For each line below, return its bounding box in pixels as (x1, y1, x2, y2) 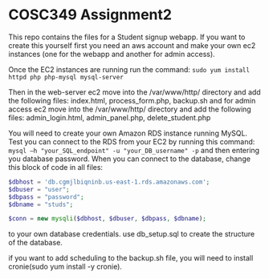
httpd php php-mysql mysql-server (8, 73, 124, 81)
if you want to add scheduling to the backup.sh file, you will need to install (8, 253, 254, 263)
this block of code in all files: (8, 162, 103, 172)
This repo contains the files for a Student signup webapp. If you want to (8, 32, 246, 42)
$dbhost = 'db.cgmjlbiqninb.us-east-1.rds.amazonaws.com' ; (8, 178, 210, 186)
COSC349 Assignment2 (8, 6, 173, 24)
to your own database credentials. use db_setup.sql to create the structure (8, 229, 255, 239)
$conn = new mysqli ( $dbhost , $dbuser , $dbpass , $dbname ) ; (8, 215, 206, 223)
